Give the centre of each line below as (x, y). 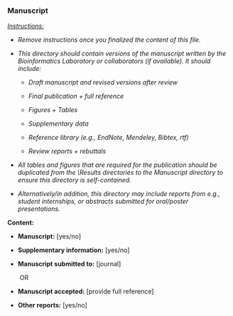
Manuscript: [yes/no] (49, 236)
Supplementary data (58, 124)
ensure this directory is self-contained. (74, 180)
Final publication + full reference (76, 96)
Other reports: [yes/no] (52, 305)
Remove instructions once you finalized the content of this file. (109, 40)
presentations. (39, 209)
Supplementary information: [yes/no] (74, 250)
